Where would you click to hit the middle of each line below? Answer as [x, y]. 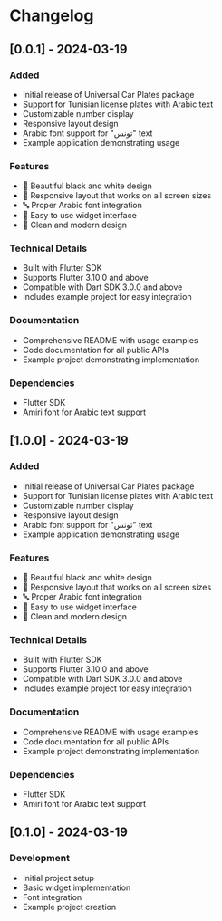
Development [40, 859]
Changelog [52, 16]
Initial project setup [58, 878]
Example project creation [69, 907]
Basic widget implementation [77, 887]
